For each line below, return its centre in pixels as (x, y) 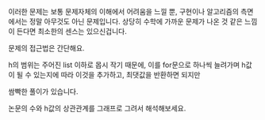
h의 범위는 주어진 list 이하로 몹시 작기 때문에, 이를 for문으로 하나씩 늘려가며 (124, 65)
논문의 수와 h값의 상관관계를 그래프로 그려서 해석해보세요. (97, 108)
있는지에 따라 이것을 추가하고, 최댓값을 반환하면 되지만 (117, 75)
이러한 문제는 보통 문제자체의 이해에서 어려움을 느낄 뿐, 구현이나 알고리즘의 (124, 11)
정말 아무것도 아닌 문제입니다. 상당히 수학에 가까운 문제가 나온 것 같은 (136, 21)
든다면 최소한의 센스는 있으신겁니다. (71, 31)
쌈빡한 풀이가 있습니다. (43, 92)
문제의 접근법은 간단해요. (46, 48)
